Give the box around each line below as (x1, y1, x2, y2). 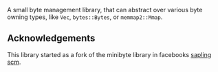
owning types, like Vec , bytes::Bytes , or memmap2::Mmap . (7, 13, 163, 21)
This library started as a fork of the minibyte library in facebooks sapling (7, 50, 212, 58)
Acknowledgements (7, 33, 96, 44)
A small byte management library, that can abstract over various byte (7, 6, 203, 14)
